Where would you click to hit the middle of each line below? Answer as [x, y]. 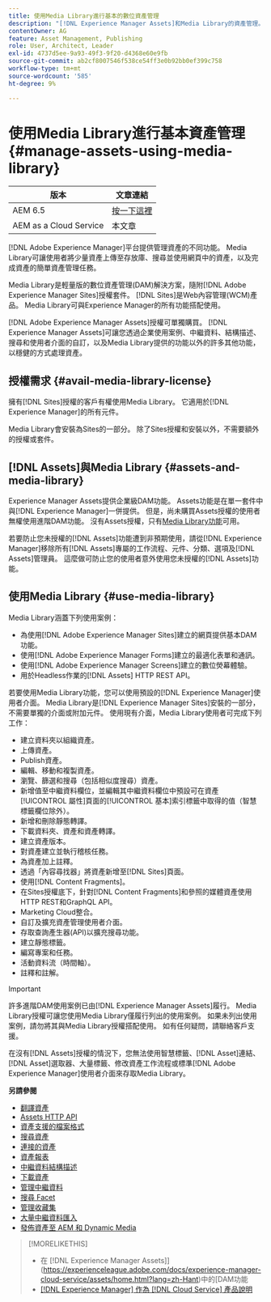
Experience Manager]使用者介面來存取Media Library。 [99, 1073]
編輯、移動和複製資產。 [59, 770]
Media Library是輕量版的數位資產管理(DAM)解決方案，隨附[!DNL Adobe [127, 285]
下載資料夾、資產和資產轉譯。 [70, 831]
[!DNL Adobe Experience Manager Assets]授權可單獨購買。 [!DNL [118, 322]
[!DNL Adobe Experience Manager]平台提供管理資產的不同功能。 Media [128, 248]
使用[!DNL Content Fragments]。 [74, 881]
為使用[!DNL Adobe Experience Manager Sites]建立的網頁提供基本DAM [138, 634]
